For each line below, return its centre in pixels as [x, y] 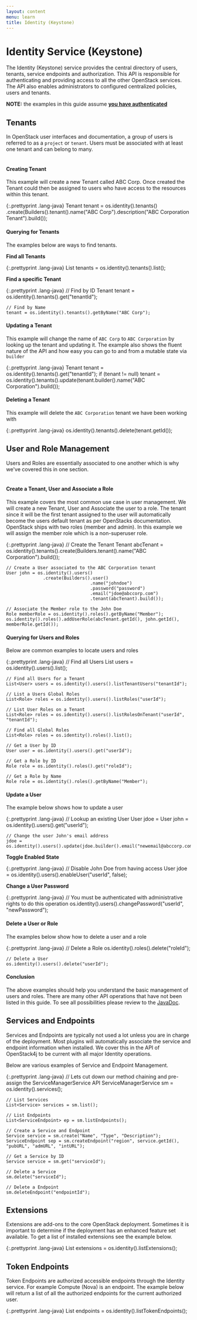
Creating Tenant [26, 169]
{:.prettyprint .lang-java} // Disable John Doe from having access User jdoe [97, 869]
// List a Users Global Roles [43, 694]
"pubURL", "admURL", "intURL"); [45, 1146]
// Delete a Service [31, 1172]
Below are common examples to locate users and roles [72, 650]
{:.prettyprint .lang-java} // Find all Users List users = [70, 662]
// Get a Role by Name [34, 777]
